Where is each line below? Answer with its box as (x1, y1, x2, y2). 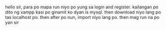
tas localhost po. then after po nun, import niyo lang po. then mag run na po (5, 15, 160, 20)
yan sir (5, 19, 19, 25)
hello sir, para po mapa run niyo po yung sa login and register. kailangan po (5, 4, 159, 10)
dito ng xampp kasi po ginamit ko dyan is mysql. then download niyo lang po (5, 9, 161, 15)
